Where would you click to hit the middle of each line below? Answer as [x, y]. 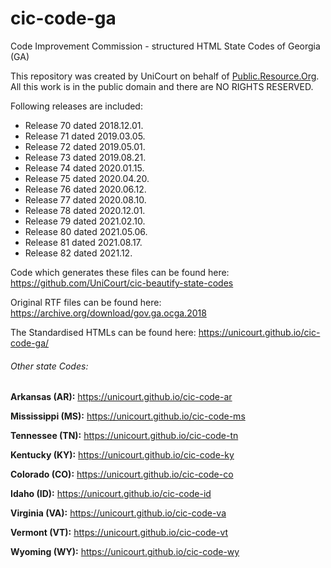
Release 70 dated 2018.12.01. [84, 125]
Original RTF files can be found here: [86, 302]
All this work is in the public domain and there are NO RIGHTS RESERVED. [162, 86]
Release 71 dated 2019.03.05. [85, 136]
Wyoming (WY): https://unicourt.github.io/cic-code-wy [125, 552]
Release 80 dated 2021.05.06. [86, 231]
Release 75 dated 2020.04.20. [87, 178]
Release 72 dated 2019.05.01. [85, 146]
